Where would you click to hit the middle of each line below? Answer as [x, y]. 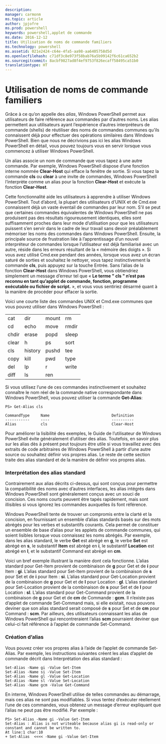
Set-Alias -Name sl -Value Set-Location [48, 681]
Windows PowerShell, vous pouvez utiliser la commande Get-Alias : [74, 398]
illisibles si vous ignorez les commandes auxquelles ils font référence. [76, 504]
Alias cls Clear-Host [70, 424]
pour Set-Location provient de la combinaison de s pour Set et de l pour [79, 587]
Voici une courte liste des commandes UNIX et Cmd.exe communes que [79, 302]
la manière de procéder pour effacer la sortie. [52, 292]
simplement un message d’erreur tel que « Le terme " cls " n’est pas [75, 276]
